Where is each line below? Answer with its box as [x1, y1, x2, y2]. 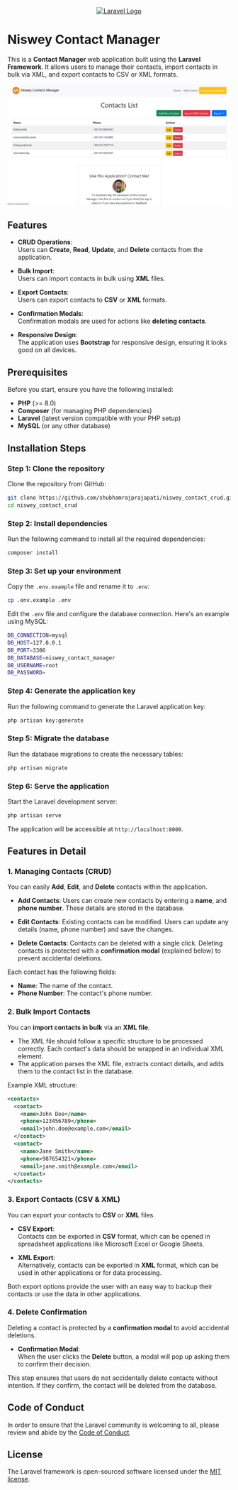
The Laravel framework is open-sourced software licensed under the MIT [7, 1467, 222, 1476]
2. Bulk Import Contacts [7, 1007, 91, 1017]
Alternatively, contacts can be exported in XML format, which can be [17, 1261, 220, 1269]
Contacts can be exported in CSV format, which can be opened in [17, 1232, 210, 1240]
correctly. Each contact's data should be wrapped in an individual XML [17, 1044, 225, 1053]
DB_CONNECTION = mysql [7, 632, 69, 639]
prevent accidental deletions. [17, 954, 103, 963]
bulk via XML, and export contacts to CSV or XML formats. [7, 70, 178, 78]
